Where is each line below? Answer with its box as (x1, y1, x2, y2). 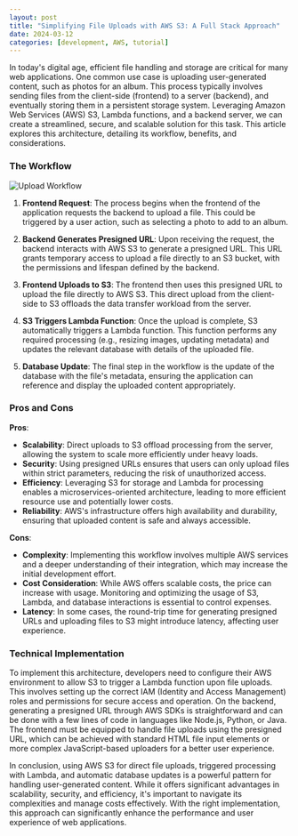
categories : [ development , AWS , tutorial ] (9, 37, 169, 47)
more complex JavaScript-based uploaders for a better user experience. (9, 744, 275, 754)
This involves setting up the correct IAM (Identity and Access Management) (9, 687, 286, 697)
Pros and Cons (9, 402, 74, 414)
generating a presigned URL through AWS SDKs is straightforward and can (9, 705, 283, 716)
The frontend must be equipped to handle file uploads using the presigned (9, 724, 282, 735)
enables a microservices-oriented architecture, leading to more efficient (21, 486, 286, 497)
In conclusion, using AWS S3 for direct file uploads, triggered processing (9, 760, 277, 771)
